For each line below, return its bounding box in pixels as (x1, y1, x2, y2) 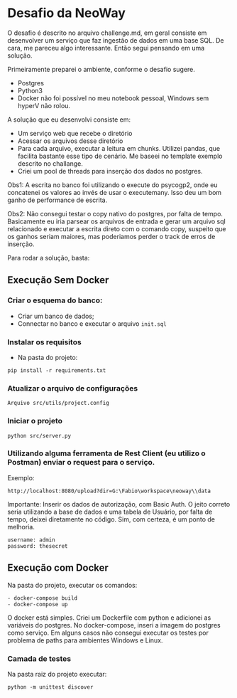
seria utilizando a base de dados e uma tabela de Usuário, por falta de (7, 507, 213, 516)
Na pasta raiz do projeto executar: (7, 670, 107, 678)
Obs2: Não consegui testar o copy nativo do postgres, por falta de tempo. (7, 209, 224, 218)
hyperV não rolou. (17, 101, 71, 110)
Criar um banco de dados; (17, 312, 94, 320)
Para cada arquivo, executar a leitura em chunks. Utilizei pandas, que (17, 144, 221, 152)
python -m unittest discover (7, 683, 94, 691)
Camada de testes (7, 653, 72, 663)
